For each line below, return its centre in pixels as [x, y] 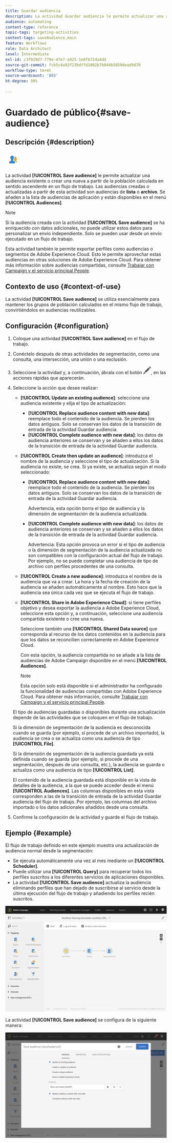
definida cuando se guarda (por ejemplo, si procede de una [75, 759]
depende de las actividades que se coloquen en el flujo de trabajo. [83, 717]
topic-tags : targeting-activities [42, 33]
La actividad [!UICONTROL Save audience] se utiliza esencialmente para [82, 299]
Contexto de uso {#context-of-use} [63, 287]
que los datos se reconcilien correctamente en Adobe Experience [89, 639]
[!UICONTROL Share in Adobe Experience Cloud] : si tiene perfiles [91, 602]
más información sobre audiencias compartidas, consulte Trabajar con [80, 265]
